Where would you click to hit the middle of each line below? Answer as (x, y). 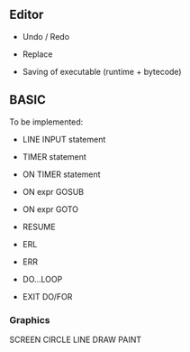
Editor (27, 15)
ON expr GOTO (50, 209)
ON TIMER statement (61, 174)
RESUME (39, 227)
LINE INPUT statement (64, 139)
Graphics (30, 320)
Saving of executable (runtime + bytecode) (102, 71)
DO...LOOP (42, 279)
